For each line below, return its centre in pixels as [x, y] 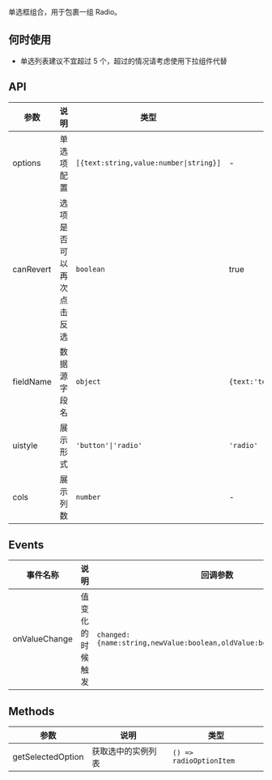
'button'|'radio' [109, 445]
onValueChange [42, 639]
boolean [90, 269]
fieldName [32, 381]
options [27, 163]
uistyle [25, 445]
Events [26, 545]
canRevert [32, 269]
